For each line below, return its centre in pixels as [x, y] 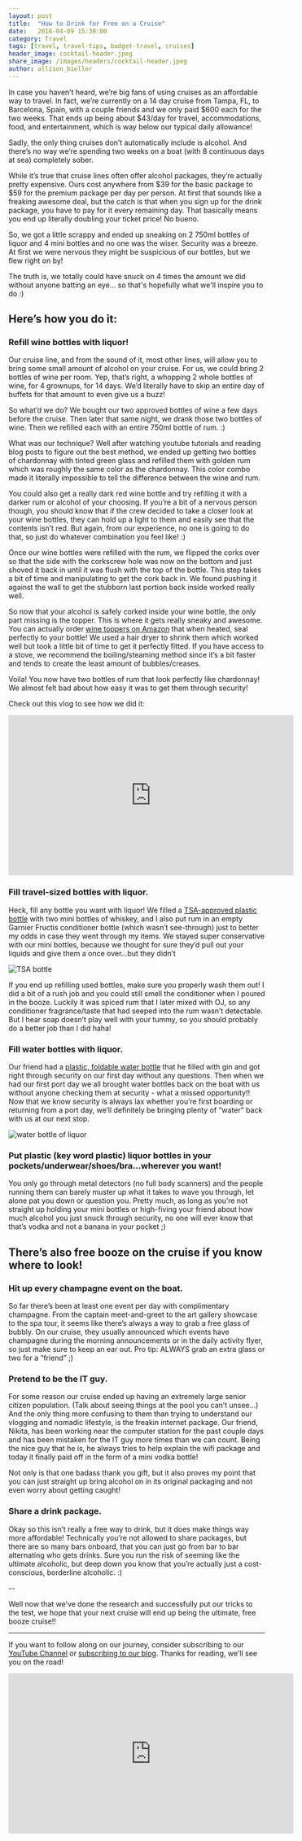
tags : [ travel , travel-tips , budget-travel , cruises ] [102, 46]
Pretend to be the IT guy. [58, 1379]
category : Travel [38, 39]
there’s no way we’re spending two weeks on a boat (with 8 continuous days [136, 151]
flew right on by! [36, 260]
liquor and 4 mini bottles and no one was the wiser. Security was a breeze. [133, 243]
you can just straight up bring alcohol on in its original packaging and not [131, 1481]
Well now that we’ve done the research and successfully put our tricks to [131, 1603]
